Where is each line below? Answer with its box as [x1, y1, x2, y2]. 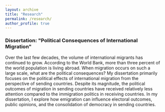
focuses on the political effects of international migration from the [5, 75, 139, 81]
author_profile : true [5, 21, 50, 26]
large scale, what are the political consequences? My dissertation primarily [5, 70, 158, 76]
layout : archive [5, 7, 39, 12]
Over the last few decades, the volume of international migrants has [5, 55, 143, 60]
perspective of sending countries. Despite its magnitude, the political [5, 81, 146, 86]
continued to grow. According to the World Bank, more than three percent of [5, 59, 161, 65]
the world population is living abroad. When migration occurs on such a [5, 65, 151, 71]
